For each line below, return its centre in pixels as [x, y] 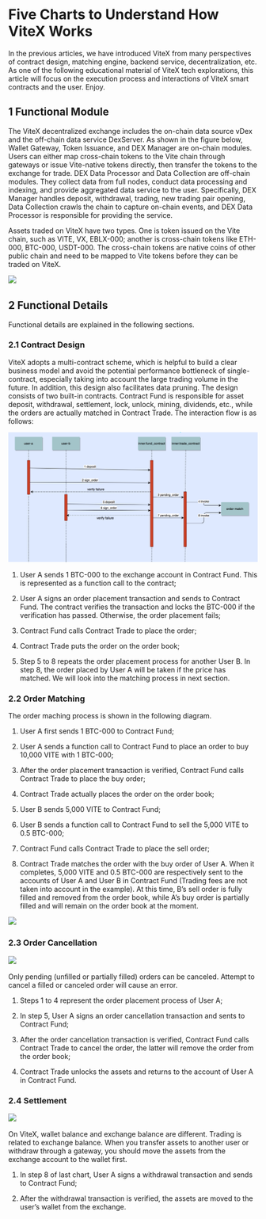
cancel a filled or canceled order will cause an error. [93, 985]
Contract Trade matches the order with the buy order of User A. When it [137, 864]
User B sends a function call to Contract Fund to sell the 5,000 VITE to [134, 825]
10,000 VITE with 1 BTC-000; [66, 755]
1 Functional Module [59, 112]
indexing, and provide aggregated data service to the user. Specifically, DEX [133, 190]
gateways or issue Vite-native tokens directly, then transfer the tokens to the [133, 165]
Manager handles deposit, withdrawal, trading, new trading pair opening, [127, 198]
